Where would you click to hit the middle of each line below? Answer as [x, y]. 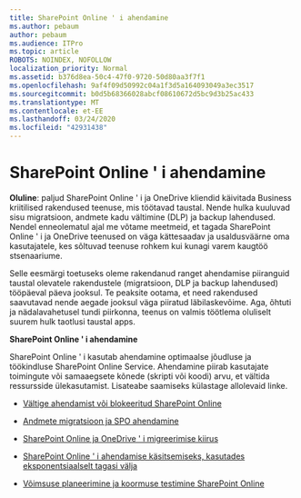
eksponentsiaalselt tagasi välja [80, 465]
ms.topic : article [44, 52]
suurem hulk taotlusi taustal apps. [73, 321]
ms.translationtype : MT [55, 102]
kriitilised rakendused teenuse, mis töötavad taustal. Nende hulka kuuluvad [150, 207]
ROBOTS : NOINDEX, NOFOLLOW [60, 60]
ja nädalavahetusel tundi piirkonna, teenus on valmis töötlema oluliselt [140, 312]
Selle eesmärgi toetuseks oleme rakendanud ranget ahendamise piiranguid [150, 273]
